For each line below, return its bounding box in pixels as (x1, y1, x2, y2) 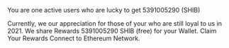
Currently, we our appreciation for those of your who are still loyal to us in (7, 19, 222, 27)
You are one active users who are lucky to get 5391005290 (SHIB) (7, 6, 201, 14)
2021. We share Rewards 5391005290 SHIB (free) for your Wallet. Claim (7, 27, 217, 35)
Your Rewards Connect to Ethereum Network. (7, 34, 140, 42)
